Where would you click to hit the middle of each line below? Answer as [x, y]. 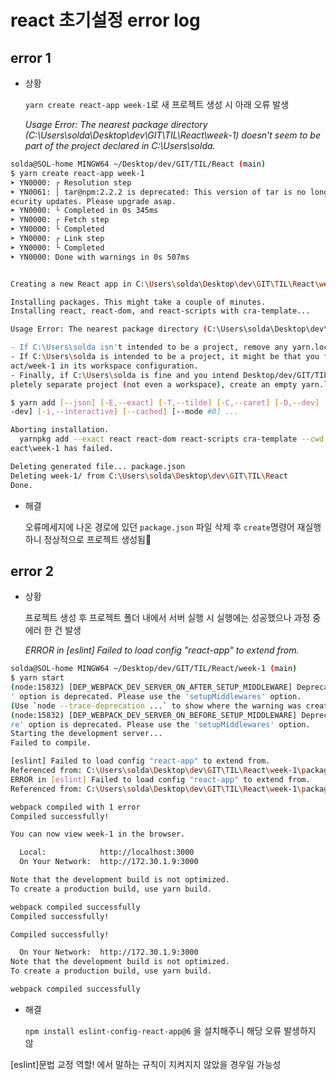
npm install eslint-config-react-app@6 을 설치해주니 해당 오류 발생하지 [170, 1030]
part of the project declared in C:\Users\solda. [120, 145]
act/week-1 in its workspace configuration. [104, 366]
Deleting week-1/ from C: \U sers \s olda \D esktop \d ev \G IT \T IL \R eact [149, 476]
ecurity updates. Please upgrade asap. [93, 201]
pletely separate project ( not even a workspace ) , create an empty [154, 384]
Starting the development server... [86, 734]
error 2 [32, 571]
